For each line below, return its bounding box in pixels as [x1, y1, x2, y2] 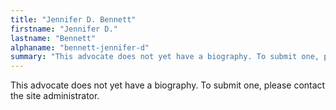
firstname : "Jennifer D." [10, 24, 118, 34]
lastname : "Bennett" [10, 33, 97, 43]
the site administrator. [10, 90, 100, 102]
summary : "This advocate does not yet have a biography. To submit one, [10, 52, 320, 62]
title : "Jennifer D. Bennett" [10, 14, 137, 25]
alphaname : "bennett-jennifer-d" [10, 42, 150, 53]
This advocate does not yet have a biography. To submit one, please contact [10, 79, 326, 91]
